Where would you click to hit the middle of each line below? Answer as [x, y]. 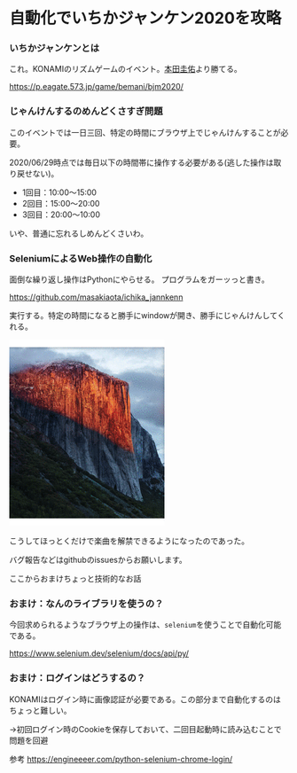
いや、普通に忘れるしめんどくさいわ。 [79, 233]
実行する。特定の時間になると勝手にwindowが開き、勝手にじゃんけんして [143, 316]
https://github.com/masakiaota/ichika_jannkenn [96, 297]
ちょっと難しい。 [40, 710]
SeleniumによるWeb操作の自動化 [81, 258]
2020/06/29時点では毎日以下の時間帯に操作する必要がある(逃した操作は [141, 162]
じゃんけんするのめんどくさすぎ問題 [86, 112]
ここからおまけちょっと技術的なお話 [75, 579]
